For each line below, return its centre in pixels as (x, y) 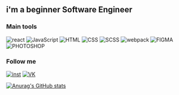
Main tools (22, 27)
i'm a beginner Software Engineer (69, 10)
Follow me (21, 61)
